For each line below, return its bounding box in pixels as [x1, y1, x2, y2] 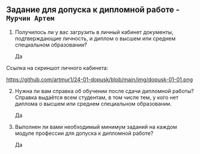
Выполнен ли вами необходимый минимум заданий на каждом [14, 123, 177, 130]
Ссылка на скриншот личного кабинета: [6, 64, 109, 71]
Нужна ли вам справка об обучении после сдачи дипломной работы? [14, 87, 194, 94]
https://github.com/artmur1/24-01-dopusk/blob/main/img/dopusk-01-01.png [6, 76, 193, 83]
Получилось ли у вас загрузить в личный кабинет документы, [14, 28, 174, 35]
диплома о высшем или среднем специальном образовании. [14, 100, 172, 107]
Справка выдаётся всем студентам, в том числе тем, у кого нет [14, 94, 179, 101]
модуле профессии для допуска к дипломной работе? [14, 130, 153, 137]
